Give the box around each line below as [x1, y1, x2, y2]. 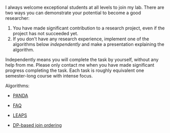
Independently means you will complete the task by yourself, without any [5, 57, 159, 63]
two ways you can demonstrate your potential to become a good [5, 10, 141, 16]
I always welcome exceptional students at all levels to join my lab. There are [5, 5, 164, 10]
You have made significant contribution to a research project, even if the [12, 25, 165, 31]
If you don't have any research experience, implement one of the [12, 36, 150, 42]
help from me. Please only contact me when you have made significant [5, 62, 155, 68]
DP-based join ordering [12, 122, 62, 128]
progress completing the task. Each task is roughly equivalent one [5, 67, 144, 73]
